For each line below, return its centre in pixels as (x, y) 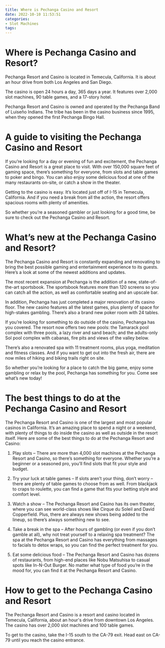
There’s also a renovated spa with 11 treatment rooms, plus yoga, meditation (82, 347)
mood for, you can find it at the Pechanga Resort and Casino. (75, 570)
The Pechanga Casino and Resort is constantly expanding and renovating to (83, 262)
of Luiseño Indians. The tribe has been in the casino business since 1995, (80, 112)
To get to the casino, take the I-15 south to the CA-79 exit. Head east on (78, 635)
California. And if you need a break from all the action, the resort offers (77, 197)
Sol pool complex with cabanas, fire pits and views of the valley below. (77, 338)
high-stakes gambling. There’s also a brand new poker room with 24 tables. (82, 312)
